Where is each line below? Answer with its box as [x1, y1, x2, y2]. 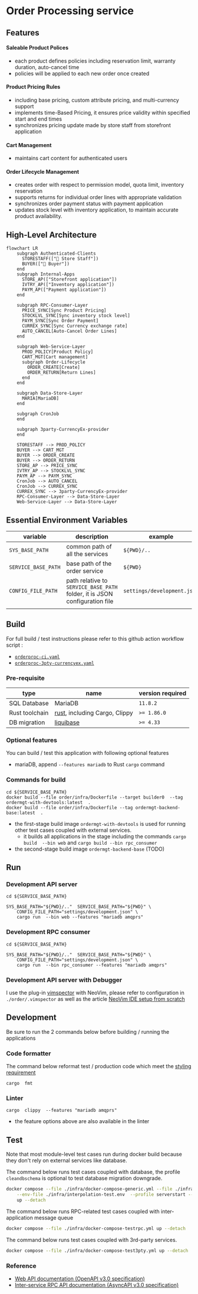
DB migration [9, 718, 45, 727]
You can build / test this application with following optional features [6, 750, 169, 757]
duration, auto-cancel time [14, 63, 80, 70]
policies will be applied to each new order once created [14, 70, 150, 77]
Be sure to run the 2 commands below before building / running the [6, 1028, 170, 1035]
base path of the [66, 560, 112, 568]
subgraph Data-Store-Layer [16, 390, 83, 397]
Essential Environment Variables [6, 515, 128, 525]
